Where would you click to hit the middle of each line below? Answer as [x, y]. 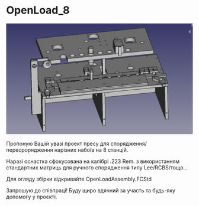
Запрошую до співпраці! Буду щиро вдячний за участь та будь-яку [91, 191]
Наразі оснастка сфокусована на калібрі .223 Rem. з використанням [93, 161]
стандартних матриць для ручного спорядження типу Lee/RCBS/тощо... [97, 168]
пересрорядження [30, 150]
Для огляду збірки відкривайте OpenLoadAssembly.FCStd [79, 179]
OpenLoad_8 [38, 10]
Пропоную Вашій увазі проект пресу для [58, 144]
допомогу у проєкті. [32, 197]
